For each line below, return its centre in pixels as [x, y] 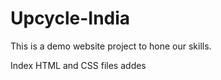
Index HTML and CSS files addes [78, 65]
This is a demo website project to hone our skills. [111, 46]
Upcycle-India [70, 18]
